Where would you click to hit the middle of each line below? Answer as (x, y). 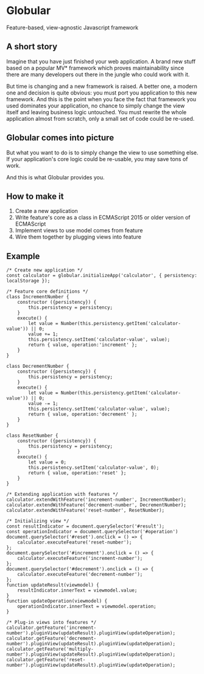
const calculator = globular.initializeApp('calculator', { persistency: (102, 276)
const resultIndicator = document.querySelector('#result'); (86, 526)
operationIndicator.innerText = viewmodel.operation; (87, 607)
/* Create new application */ (45, 270)
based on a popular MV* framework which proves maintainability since (95, 68)
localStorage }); (28, 281)
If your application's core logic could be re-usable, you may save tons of (97, 159)
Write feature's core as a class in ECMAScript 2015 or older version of (103, 218)
